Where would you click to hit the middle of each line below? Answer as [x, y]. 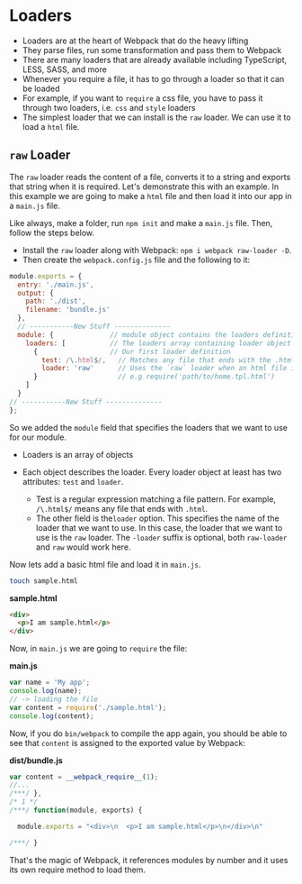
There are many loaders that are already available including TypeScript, [155, 59]
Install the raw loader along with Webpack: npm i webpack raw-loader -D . [157, 250]
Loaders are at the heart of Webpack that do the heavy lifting [135, 41]
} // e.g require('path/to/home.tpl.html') [154, 377]
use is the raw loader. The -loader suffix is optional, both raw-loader [161, 537]
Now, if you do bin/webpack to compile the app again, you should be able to [148, 733]
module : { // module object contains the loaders [138, 334]
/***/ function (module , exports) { [76, 810]
